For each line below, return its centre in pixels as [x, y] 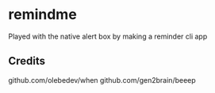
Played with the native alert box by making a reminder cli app [108, 36]
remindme [42, 15]
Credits [27, 61]
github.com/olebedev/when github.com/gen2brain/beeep [102, 80]
